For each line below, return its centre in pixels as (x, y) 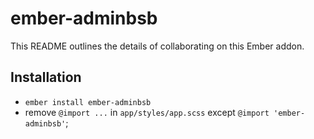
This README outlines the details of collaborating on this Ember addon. (157, 46)
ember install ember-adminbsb (88, 102)
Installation (46, 77)
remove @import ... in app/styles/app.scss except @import (147, 112)
